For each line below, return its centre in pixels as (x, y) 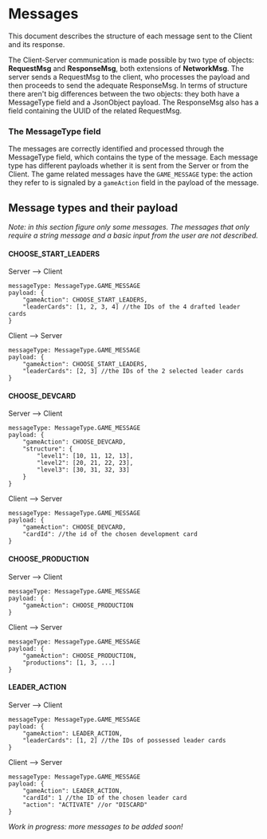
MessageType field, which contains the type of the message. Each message (133, 157)
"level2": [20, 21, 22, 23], (85, 463)
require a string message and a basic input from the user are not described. (133, 235)
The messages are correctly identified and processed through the (116, 149)
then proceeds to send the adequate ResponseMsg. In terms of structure (128, 85)
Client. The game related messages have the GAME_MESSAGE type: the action (131, 174)
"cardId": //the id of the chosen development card (110, 534)
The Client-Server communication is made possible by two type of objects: (132, 60)
